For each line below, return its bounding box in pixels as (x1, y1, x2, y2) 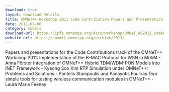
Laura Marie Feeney (5, 81, 47, 87)
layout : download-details (5, 12, 59, 17)
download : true (5, 7, 37, 13)
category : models (5, 26, 42, 31)
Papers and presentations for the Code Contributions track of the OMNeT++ (5, 49, 162, 55)
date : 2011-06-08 (5, 21, 42, 27)
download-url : (5, 31, 35, 36)
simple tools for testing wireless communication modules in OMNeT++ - (5, 76, 154, 82)
